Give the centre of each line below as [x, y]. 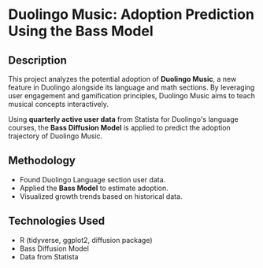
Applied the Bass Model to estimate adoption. [94, 188]
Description [37, 60]
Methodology [42, 161]
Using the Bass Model [81, 31]
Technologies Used [56, 221]
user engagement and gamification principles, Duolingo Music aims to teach [132, 95]
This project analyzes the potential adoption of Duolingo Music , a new [122, 79]
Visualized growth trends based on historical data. [101, 196]
